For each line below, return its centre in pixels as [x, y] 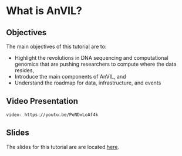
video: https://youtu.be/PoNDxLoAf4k [52, 115]
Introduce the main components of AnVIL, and [70, 77]
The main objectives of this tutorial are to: [56, 46]
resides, [24, 70]
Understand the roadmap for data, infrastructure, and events [88, 83]
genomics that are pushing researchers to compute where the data [95, 64]
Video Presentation [42, 101]
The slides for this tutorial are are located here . [63, 147]
